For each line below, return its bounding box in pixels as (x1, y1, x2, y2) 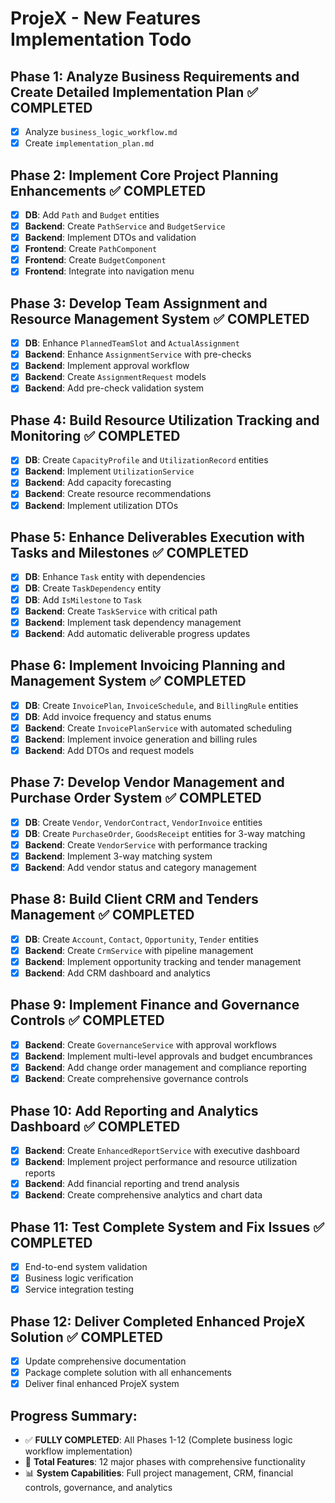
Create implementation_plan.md (24, 137, 155, 149)
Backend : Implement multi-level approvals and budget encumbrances (24, 1050, 313, 1062)
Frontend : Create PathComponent (24, 243, 158, 255)
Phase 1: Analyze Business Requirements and (10, 68, 300, 85)
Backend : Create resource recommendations (24, 488, 212, 500)
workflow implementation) (24, 1445, 133, 1457)
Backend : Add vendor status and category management (24, 861, 257, 873)
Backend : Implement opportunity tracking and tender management (24, 955, 302, 967)
